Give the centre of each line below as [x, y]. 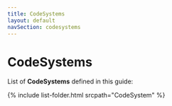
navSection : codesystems [44, 27]
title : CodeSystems [36, 14]
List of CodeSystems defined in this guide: [70, 81]
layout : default [31, 20]
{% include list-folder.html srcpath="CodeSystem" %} [86, 95]
